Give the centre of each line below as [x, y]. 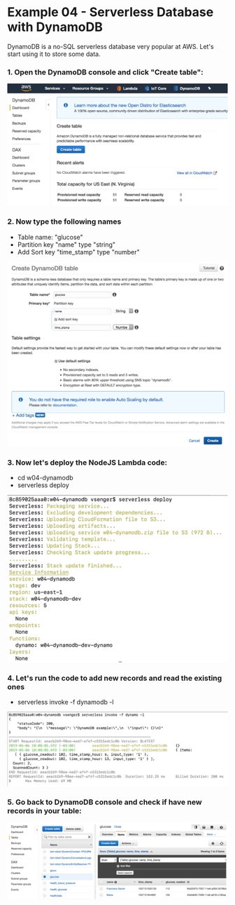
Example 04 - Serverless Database [111, 12]
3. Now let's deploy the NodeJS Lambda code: [87, 462]
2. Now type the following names [64, 222]
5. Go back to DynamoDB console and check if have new [105, 802]
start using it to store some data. [54, 54]
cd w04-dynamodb [45, 477]
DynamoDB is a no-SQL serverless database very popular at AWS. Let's [111, 46]
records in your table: [44, 810]
